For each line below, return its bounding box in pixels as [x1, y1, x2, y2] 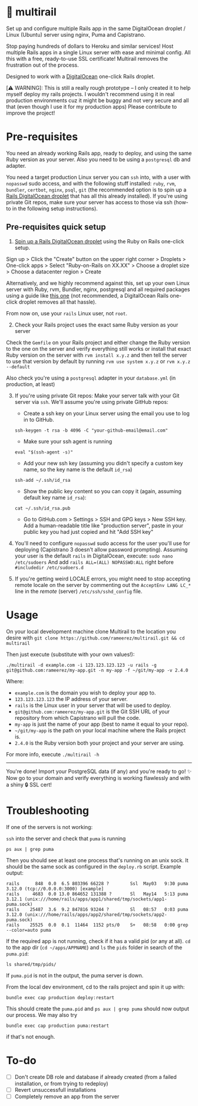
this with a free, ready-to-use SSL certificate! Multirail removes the [6, 55, 168, 62]
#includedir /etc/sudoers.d [14, 565, 84, 570]
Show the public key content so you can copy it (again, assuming [23, 487, 181, 495]
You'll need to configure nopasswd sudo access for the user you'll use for [14, 540, 190, 547]
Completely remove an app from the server [14, 1092, 120, 1100]
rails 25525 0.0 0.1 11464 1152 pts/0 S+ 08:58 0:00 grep [6, 922, 189, 928]
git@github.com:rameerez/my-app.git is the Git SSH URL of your [14, 708, 170, 715]
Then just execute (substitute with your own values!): [6, 651, 135, 658]
